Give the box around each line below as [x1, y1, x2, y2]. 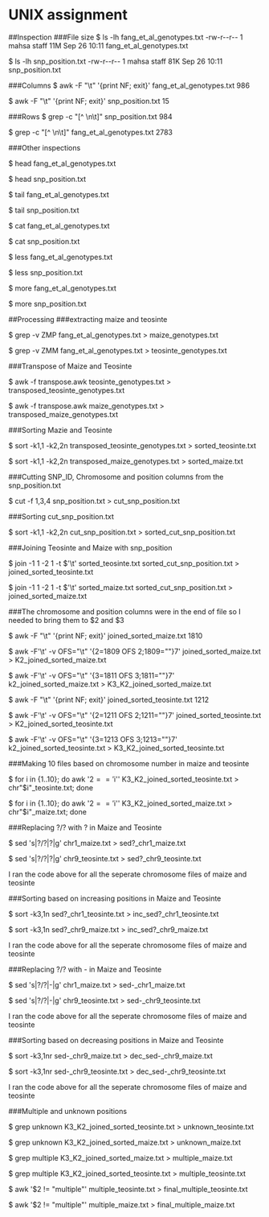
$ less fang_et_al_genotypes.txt [8, 252, 113, 262]
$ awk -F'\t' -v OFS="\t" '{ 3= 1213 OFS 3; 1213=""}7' [8, 734, 178, 744]
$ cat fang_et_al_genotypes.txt [8, 221, 110, 230]
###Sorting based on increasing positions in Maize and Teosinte [8, 893, 222, 903]
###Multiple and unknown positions [8, 1106, 127, 1116]
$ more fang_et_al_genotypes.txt [8, 283, 116, 293]
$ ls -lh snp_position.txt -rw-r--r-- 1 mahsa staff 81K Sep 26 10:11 [8, 56, 223, 66]
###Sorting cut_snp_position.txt [8, 511, 115, 521]
